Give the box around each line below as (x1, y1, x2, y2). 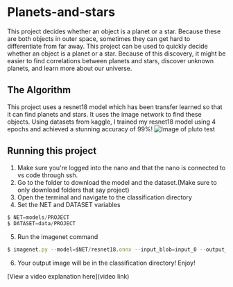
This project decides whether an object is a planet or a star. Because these (7, 27, 221, 35)
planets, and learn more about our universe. (7, 64, 132, 72)
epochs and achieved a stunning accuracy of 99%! (7, 124, 153, 133)
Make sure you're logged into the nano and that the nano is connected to (17, 163, 226, 172)
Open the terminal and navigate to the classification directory (17, 192, 193, 202)
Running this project (7, 145, 97, 157)
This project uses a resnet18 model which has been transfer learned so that (7, 102, 223, 111)
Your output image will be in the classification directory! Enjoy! (17, 259, 196, 268)
